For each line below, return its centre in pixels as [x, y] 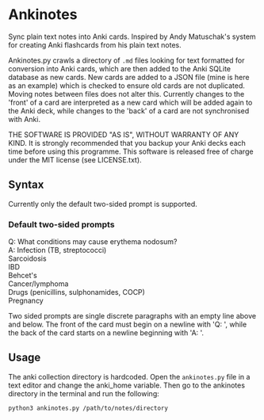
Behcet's [23, 276]
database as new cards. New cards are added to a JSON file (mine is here [129, 77]
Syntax [26, 185]
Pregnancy [26, 301]
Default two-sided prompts [61, 224]
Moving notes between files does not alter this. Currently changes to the [126, 94]
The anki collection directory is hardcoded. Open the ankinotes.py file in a [129, 376]
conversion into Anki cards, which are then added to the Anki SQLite [120, 68]
